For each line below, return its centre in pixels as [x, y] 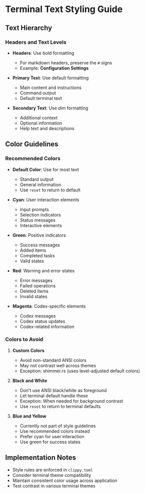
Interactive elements [41, 225]
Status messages [38, 220]
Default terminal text [41, 98]
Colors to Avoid [24, 339]
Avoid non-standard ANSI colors [53, 360]
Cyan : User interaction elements [46, 200]
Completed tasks [37, 255]
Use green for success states [50, 442]
